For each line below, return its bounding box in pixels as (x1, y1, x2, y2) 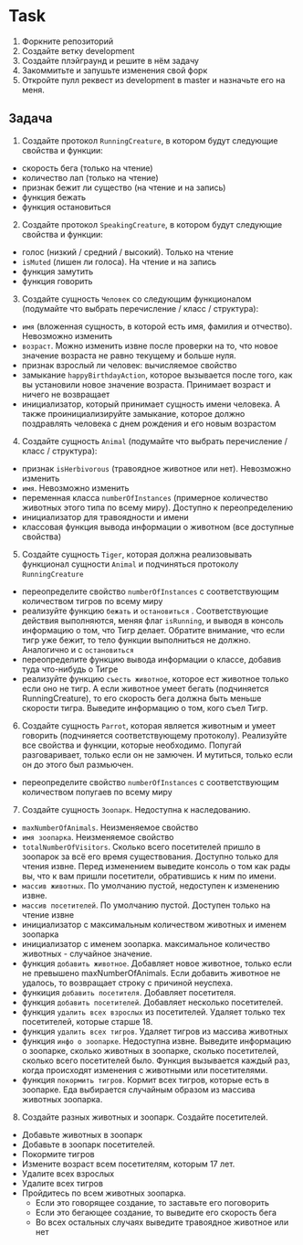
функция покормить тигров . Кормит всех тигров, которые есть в (21, 1074, 270, 1085)
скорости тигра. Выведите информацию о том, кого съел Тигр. (21, 702, 268, 713)
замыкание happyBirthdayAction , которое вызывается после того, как (21, 369, 293, 380)
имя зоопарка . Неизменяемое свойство (21, 831, 174, 842)
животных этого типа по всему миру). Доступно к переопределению (21, 502, 294, 513)
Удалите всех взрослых (21, 1167, 115, 1179)
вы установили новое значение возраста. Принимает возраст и (21, 378, 271, 389)
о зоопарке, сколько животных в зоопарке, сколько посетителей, (21, 1045, 279, 1056)
